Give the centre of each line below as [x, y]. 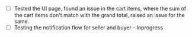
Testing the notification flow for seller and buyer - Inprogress [89, 28]
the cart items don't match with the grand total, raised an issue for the [99, 15]
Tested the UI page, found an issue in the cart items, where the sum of [100, 9]
